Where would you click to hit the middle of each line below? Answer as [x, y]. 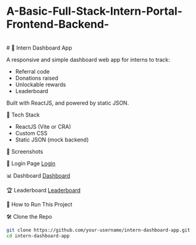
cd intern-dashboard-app [38, 236]
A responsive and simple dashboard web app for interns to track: [88, 59]
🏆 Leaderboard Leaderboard [43, 190]
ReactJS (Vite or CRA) [43, 126]
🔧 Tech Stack [23, 115]
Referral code [32, 71]
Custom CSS [31, 133]
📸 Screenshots [25, 151]
